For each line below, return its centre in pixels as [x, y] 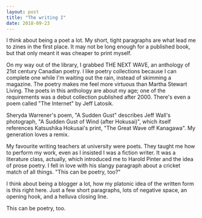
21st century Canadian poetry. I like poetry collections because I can [92, 71]
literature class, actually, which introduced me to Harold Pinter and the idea [100, 159]
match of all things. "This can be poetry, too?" [64, 172]
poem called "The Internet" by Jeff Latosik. [60, 104]
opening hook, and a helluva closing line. [57, 197]
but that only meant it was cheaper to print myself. [69, 53]
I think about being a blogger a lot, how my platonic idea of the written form [100, 184]
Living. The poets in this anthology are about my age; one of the [86, 91]
